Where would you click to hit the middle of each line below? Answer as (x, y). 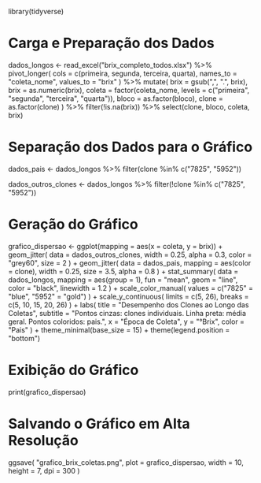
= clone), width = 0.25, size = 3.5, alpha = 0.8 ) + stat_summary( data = (123, 271)
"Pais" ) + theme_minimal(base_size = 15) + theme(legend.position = (119, 329)
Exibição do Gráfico (74, 370)
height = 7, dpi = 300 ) (44, 470)
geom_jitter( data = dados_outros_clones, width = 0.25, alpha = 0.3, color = (130, 255)
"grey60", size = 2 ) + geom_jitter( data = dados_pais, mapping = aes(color (130, 262)
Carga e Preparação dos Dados (111, 43)
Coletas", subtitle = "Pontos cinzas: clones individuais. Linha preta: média (127, 313)
